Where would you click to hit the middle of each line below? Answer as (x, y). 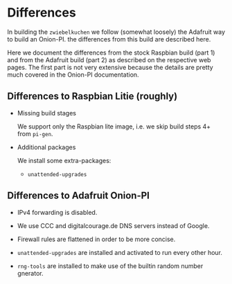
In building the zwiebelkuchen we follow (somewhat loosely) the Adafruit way (116, 32)
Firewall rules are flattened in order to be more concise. (96, 239)
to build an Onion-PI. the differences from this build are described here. (109, 39)
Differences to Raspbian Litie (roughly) (92, 96)
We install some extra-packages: (64, 160)
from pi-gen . (35, 133)
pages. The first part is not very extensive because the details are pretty (110, 67)
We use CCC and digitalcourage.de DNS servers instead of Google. (113, 225)
